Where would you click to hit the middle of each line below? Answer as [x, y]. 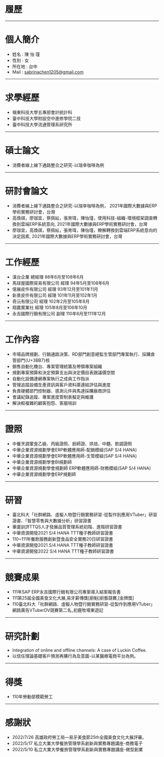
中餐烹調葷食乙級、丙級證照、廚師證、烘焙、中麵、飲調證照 [72, 443]
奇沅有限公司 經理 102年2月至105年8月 [51, 301]
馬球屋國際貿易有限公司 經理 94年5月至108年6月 [61, 283]
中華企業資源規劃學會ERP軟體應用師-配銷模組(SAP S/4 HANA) [74, 450]
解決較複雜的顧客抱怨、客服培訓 [44, 403]
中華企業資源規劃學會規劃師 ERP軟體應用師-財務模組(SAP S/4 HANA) [82, 468]
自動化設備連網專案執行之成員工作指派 [51, 378]
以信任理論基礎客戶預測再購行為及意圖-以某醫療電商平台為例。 [75, 656]
